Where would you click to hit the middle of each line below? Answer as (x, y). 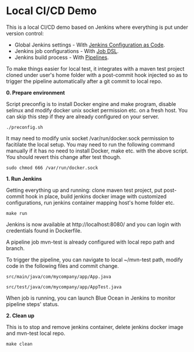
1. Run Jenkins (24, 178)
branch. (16, 248)
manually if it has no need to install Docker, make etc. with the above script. (97, 151)
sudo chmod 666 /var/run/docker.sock (52, 168)
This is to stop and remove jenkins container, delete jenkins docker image (95, 327)
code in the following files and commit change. (62, 265)
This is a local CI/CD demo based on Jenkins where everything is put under (97, 27)
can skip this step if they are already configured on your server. (83, 117)
